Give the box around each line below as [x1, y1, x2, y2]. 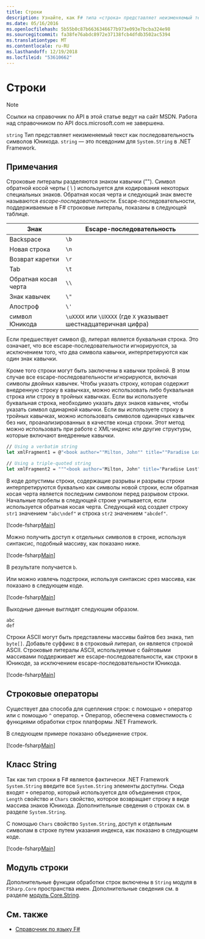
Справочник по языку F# [15, 926, 81, 933]
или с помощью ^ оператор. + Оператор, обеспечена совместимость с [6, 711, 192, 718]
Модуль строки [6, 862, 69, 872]
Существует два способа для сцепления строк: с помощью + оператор [6, 705, 193, 712]
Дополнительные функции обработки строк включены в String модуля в [6, 879, 197, 886]
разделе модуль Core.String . [6, 891, 81, 899]
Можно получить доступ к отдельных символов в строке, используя [6, 533, 186, 541]
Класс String [6, 759, 57, 770]
